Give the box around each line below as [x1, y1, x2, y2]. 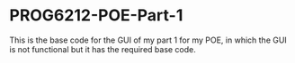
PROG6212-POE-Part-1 [9, 5, 183, 26]
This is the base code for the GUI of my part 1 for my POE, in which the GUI [9, 35, 288, 45]
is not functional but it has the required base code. [9, 43, 196, 54]
